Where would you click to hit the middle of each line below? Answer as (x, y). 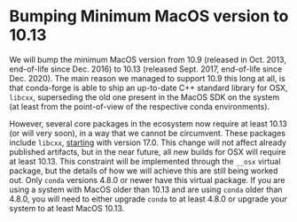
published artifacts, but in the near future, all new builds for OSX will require (148, 151)
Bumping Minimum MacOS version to (149, 16)
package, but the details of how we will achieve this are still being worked (144, 171)
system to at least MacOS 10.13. (67, 208)
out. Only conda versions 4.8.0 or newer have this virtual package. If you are (147, 180)
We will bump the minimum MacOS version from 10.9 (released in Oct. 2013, (148, 59)
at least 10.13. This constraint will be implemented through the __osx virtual (145, 161)
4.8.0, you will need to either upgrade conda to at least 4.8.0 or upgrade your (148, 199)
